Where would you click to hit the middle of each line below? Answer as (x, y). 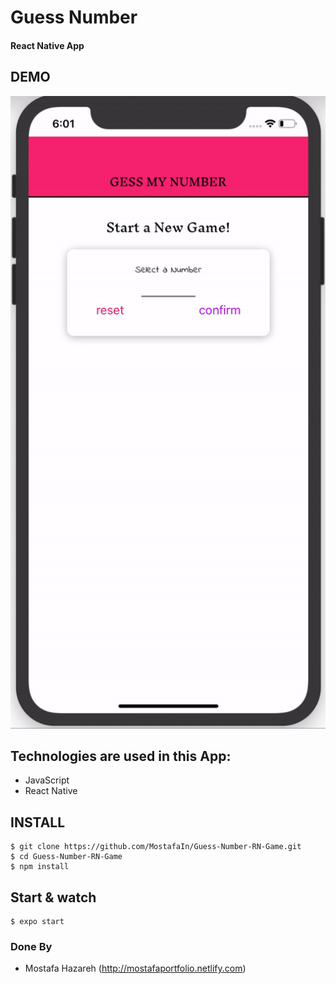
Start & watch (53, 897)
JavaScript (47, 780)
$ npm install (40, 867)
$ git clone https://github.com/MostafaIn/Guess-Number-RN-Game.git (156, 847)
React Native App (47, 45)
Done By (31, 946)
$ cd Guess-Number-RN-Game (66, 857)
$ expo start (37, 921)
